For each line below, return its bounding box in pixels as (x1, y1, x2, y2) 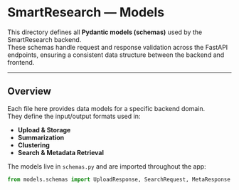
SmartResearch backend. (7, 35, 82, 43)
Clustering (17, 140, 50, 149)
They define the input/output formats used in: (7, 112, 141, 120)
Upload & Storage (17, 125, 71, 134)
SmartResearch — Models (7, 4, 165, 21)
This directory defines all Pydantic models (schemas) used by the (7, 28, 203, 36)
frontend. (7, 58, 35, 66)
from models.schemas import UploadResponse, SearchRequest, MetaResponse (7, 176, 231, 183)
